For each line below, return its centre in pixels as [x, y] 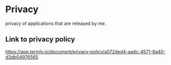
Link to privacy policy [40, 39]
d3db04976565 [22, 57]
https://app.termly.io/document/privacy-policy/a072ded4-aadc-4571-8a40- [85, 51]
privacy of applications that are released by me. [56, 23]
